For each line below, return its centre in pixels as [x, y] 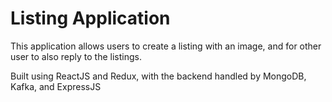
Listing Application [90, 18]
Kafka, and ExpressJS [56, 86]
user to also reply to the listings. [76, 56]
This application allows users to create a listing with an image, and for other [166, 46]
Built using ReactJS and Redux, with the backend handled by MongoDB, [158, 76]
